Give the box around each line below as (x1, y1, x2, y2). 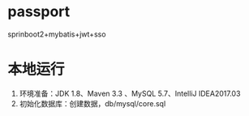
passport (7, 2, 71, 21)
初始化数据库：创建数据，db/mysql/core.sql (19, 98, 166, 108)
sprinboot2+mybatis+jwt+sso (7, 29, 106, 39)
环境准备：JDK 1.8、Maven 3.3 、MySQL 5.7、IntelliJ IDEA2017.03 (19, 88, 241, 98)
